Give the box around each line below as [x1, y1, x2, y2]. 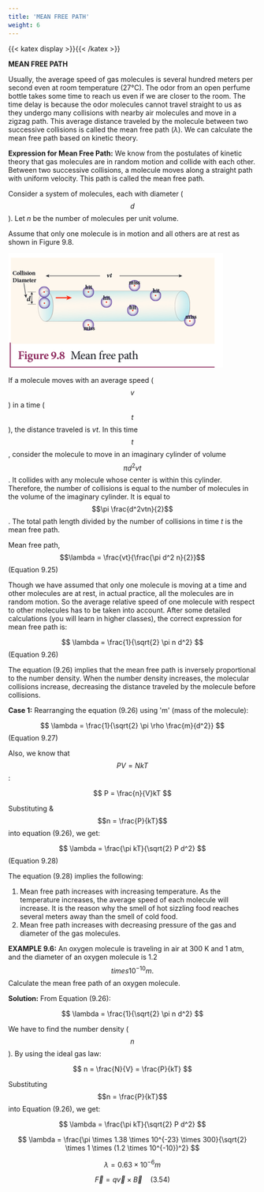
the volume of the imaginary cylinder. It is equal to [8, 492, 171, 501]
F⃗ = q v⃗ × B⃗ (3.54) [94, 1175, 171, 1184]
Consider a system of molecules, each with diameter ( [8, 189, 184, 198]
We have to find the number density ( [8, 1024, 129, 1033]
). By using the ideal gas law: [8, 1048, 102, 1058]
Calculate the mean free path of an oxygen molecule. [8, 978, 180, 988]
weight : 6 [8, 21, 41, 29]
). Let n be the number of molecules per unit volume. [8, 213, 179, 223]
